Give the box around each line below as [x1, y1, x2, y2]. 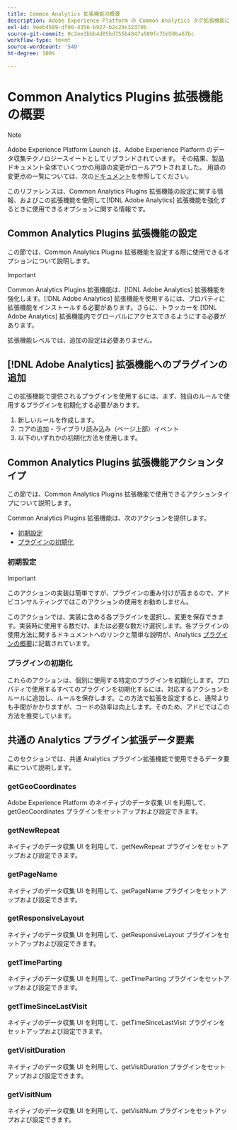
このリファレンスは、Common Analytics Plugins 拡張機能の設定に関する [7, 187, 218, 195]
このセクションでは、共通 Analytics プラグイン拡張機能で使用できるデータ [7, 754, 224, 763]
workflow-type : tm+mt [7, 37, 71, 44]
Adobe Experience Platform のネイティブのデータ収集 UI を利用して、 [7, 798, 210, 807]
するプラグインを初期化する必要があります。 [13, 401, 144, 409]
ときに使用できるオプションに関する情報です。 [13, 204, 150, 213]
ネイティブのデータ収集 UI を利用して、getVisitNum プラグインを [7, 1107, 197, 1115]
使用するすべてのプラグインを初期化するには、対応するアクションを [31, 685, 229, 693]
